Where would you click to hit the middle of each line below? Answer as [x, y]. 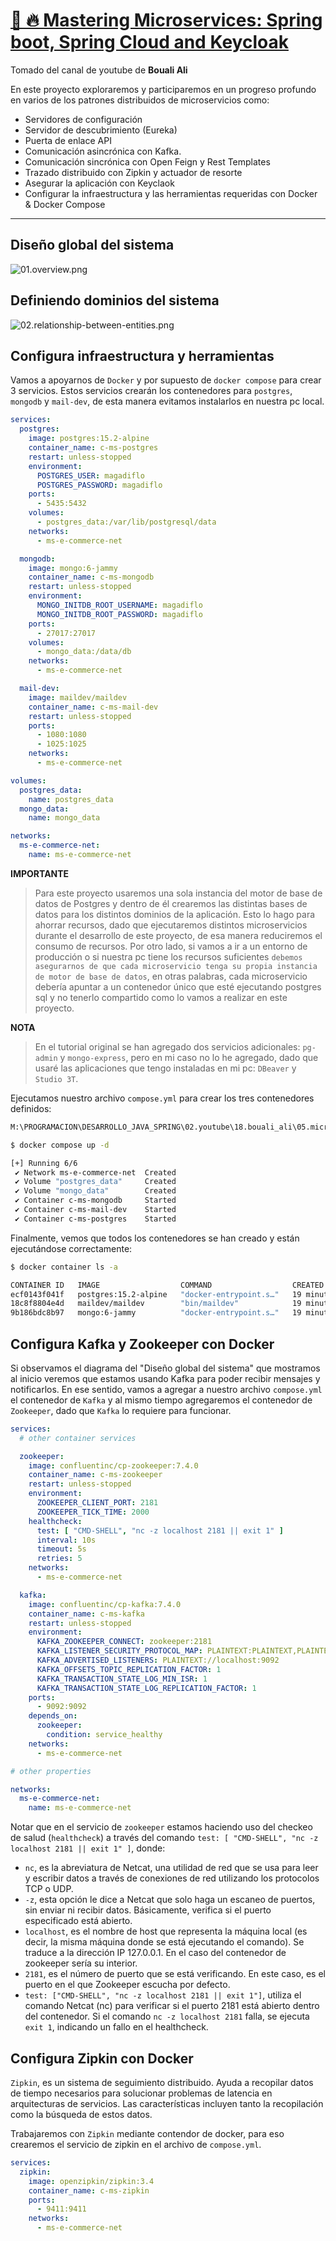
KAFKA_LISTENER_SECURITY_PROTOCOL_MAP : [119, 1651]
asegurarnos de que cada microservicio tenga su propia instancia [176, 966]
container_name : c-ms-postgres [93, 448]
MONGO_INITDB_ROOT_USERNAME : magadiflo [119, 605]
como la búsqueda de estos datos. [81, 2114]
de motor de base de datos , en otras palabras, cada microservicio [171, 976]
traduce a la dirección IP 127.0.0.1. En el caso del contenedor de [155, 1953]
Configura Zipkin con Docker [102, 2058]
